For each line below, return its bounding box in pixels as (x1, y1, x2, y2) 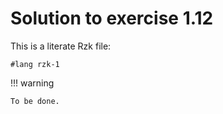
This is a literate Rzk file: (10, 40, 112, 52)
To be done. (10, 96, 60, 106)
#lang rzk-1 (10, 59, 60, 69)
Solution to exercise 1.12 (10, 7, 214, 30)
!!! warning (10, 77, 55, 89)
